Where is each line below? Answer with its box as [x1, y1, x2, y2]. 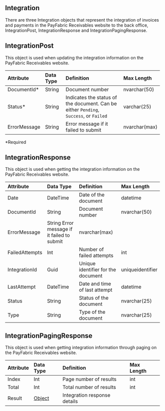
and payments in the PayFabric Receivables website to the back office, [5, 22, 149, 28]
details [62, 398, 78, 405]
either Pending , [65, 106, 100, 113]
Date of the [79, 192, 105, 198]
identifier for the [79, 266, 116, 273]
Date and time [79, 280, 111, 287]
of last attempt [79, 287, 112, 294]
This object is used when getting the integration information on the [5, 166, 140, 172]
